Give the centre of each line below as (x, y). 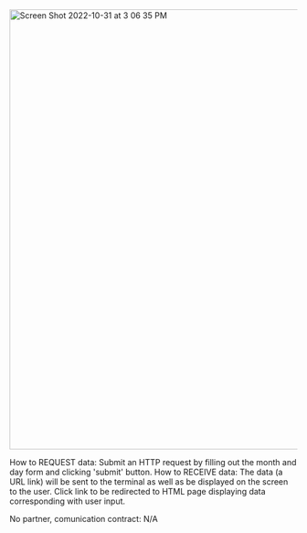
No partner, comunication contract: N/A (84, 519)
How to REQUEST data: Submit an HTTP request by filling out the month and (153, 462)
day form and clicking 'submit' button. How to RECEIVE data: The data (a (146, 472)
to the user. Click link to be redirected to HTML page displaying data (138, 491)
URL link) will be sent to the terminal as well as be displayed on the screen (149, 482)
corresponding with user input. (68, 501)
